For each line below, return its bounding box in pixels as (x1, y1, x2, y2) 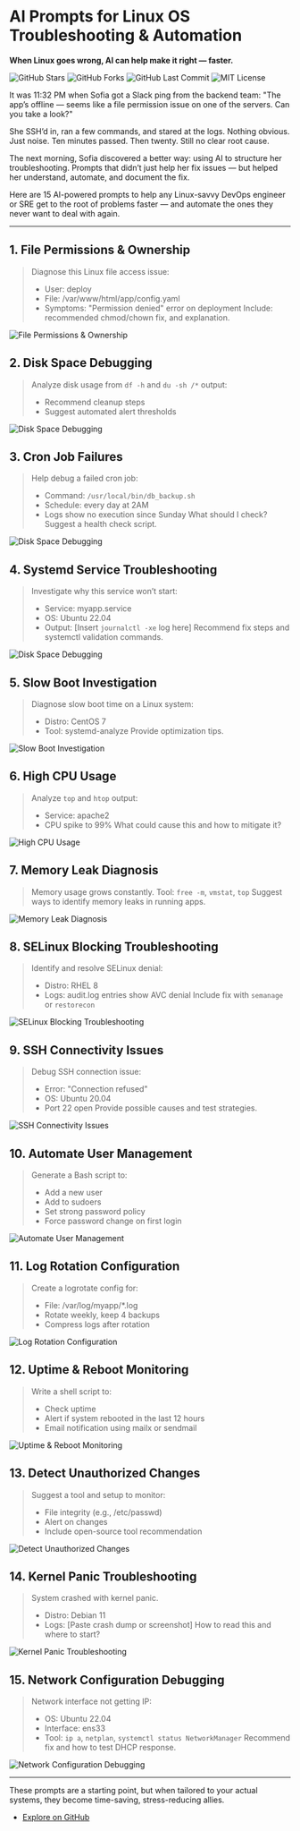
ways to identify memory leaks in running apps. (30, 896, 206, 907)
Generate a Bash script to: (30, 1170, 128, 1180)
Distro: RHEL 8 (44, 980, 98, 991)
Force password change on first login (44, 1215, 182, 1227)
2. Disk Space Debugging (9, 355, 154, 370)
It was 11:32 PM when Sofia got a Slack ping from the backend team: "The (9, 89, 281, 100)
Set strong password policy (44, 1206, 146, 1217)
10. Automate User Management (9, 1145, 193, 1161)
